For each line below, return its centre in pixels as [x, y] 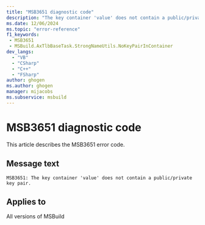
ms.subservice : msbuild [37, 97]
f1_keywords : [23, 35]
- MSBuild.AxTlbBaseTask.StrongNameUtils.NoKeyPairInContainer [91, 46]
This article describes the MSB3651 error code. [66, 144]
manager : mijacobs [30, 92]
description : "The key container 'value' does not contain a [86, 18]
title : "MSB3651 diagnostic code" [50, 12]
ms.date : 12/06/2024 [33, 23]
